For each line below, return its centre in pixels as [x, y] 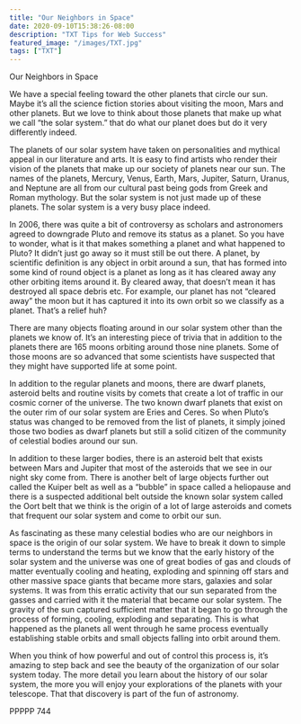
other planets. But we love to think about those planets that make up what [146, 113]
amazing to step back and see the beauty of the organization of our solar [145, 666]
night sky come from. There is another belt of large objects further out [139, 478]
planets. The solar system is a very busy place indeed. [110, 207]
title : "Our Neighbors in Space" [72, 18]
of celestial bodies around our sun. [74, 441]
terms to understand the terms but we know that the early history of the [142, 552]
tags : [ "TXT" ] [36, 51]
